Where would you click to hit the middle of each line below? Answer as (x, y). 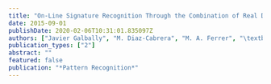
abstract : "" (30, 53)
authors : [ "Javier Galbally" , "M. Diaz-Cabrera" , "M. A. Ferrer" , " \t (129, 38)
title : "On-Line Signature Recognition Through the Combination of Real (133, 16)
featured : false (35, 61)
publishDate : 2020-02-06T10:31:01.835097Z (81, 30)
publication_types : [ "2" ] (52, 46)
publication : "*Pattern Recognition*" (73, 68)
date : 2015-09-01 (38, 23)
